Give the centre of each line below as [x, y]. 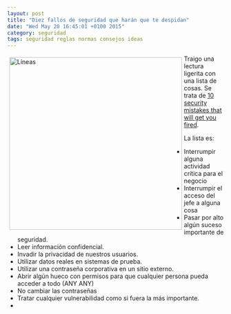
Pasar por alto [204, 217]
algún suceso [203, 225]
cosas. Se [198, 88]
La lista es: [199, 138]
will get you [200, 117]
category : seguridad [37, 33]
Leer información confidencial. [61, 247]
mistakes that [203, 110]
